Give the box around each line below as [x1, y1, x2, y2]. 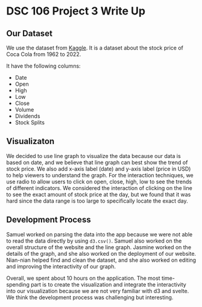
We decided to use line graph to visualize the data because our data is [6, 152, 181, 159]
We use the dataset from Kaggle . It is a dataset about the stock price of [6, 44, 184, 51]
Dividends [14, 113, 40, 119]
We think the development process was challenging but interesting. [6, 294, 174, 301]
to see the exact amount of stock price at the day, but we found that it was [6, 191, 191, 198]
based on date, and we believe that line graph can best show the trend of [6, 159, 188, 166]
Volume [14, 106, 34, 113]
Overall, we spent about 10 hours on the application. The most [6, 274, 161, 282]
